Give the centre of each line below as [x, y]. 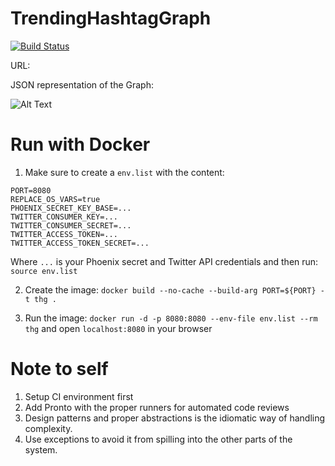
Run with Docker [80, 144]
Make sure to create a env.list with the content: [124, 172]
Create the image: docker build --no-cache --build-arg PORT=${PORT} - [174, 289]
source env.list [44, 271]
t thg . [40, 299]
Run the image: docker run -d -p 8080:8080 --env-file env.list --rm [171, 318]
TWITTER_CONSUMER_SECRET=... [71, 225]
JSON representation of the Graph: [82, 84]
